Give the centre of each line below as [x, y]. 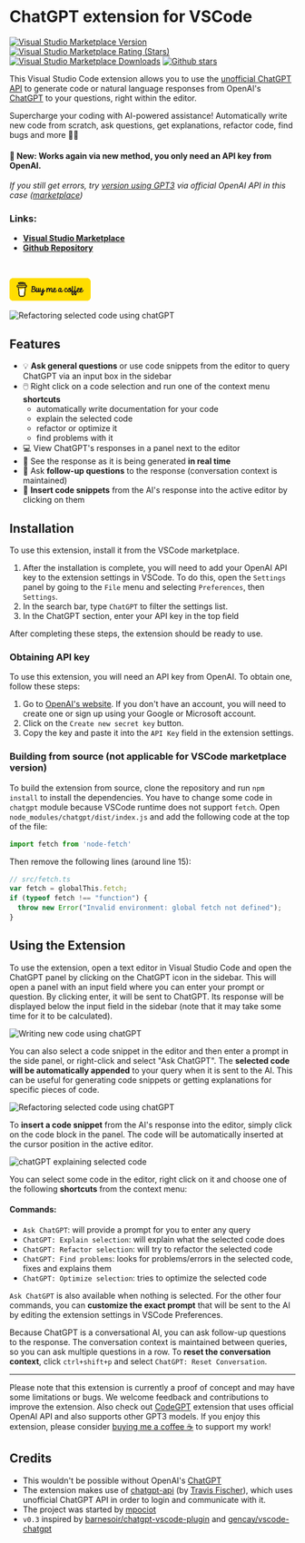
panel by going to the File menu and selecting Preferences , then [143, 587]
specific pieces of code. [54, 1089]
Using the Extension [68, 946]
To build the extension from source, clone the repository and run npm [137, 788]
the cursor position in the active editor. [82, 1144]
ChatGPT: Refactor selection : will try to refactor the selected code [148, 1249]
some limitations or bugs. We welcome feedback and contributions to [139, 1397]
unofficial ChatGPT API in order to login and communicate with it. [144, 1499]
